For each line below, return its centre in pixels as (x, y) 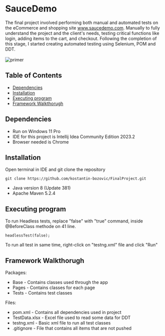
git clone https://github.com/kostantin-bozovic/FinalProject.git (76, 179)
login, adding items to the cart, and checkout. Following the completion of (81, 38)
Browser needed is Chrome (40, 142)
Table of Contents (34, 75)
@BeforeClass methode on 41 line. (41, 226)
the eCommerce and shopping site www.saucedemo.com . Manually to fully (82, 27)
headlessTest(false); (28, 235)
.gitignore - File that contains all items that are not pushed (72, 328)
